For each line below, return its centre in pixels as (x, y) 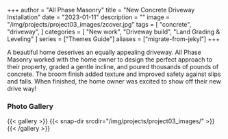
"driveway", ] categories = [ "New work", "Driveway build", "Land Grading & (114, 31)
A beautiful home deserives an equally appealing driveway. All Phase (104, 52)
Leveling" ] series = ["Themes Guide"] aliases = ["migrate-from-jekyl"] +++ (114, 39)
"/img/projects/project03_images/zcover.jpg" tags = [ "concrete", (99, 24)
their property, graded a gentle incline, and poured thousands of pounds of (113, 67)
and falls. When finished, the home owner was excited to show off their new (114, 81)
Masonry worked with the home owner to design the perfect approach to (110, 60)
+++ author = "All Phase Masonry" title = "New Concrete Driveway (101, 10)
